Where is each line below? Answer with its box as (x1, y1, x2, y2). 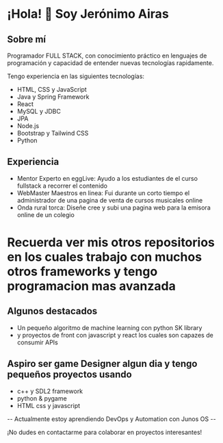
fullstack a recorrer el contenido (16, 181, 108, 190)
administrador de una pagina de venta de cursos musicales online (16, 196, 203, 204)
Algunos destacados (7, 305, 98, 317)
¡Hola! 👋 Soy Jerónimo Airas (7, 6, 169, 22)
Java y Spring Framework (16, 92, 90, 101)
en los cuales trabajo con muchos (7, 249, 202, 264)
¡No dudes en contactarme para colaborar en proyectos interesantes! (7, 428, 202, 436)
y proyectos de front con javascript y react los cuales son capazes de (16, 331, 213, 339)
